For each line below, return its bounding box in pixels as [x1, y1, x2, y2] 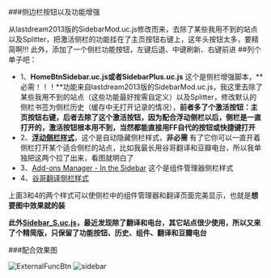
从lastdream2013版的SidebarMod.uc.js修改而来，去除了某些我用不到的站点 [8, 24, 258, 34]
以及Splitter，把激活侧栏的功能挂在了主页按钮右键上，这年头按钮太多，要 [8, 35, 252, 44]
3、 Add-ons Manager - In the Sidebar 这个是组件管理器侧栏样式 [19, 163, 234, 173]
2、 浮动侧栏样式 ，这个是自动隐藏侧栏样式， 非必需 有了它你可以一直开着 [19, 133, 261, 142]
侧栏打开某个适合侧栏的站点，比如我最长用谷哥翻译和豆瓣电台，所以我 [19, 143, 255, 152]
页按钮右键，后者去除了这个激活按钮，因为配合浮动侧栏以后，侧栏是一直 [19, 113, 261, 122]
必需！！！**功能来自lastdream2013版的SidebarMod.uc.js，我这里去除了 [19, 82, 263, 92]
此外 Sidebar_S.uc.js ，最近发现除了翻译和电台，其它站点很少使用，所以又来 [8, 218, 261, 227]
